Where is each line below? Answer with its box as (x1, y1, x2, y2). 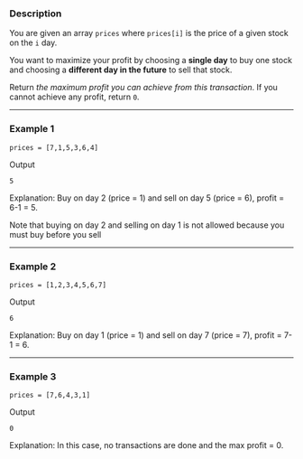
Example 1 (9, 123, 55, 136)
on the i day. (9, 37, 58, 48)
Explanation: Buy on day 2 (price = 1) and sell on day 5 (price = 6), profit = (9, 192, 285, 203)
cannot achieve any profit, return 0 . (9, 91, 140, 102)
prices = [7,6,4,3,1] (9, 391, 91, 400)
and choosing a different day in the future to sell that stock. (9, 64, 233, 75)
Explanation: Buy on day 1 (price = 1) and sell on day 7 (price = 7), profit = (9, 329, 282, 341)
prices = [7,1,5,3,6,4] (9, 143, 99, 152)
